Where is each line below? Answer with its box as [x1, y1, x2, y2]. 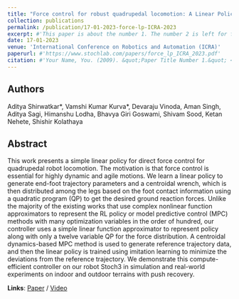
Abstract [7, 137, 48, 149]
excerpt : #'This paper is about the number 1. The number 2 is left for [7, 30, 228, 38]
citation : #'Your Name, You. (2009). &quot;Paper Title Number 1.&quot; [7, 57, 228, 64]
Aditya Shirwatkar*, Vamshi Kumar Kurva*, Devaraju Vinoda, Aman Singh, [7, 102, 222, 110]
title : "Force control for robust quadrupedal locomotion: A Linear [7, 10, 215, 18]
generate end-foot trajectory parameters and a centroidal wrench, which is [7, 179, 227, 188]
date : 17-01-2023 [7, 37, 59, 44]
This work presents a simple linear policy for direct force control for [7, 157, 205, 165]
